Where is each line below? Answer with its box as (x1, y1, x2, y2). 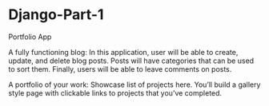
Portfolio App (8, 32, 52, 41)
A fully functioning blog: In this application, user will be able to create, (8, 47, 239, 57)
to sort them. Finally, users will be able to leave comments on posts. (8, 64, 232, 73)
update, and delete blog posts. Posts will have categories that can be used (8, 56, 255, 65)
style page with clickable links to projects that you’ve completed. (8, 88, 223, 97)
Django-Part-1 (8, 6, 104, 24)
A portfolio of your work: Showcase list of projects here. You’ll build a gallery (8, 80, 261, 89)
